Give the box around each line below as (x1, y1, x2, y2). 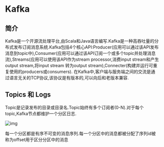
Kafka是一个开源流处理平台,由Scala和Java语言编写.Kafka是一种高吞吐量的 (5, 38, 155, 44)
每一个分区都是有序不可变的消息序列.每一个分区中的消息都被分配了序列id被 (5, 130, 156, 136)
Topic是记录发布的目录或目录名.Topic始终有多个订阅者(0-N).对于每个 (5, 104, 144, 110)
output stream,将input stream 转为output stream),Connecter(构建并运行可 (5, 63, 153, 68)
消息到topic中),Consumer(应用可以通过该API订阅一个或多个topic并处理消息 (5, 50, 156, 56)
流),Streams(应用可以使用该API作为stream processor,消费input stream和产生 (5, 56, 159, 62)
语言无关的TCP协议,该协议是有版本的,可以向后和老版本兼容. (9, 75, 129, 80)
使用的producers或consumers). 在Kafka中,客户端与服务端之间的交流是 (9, 69, 151, 74)
